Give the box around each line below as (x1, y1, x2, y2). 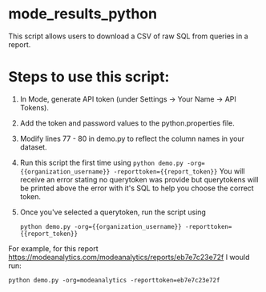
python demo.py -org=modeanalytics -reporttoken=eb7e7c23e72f (8, 276, 220, 284)
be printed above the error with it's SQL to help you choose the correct (19, 183, 254, 193)
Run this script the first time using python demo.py (19, 158, 184, 167)
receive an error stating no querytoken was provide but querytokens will (19, 174, 259, 184)
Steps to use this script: (8, 68, 170, 86)
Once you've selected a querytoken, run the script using (19, 207, 207, 217)
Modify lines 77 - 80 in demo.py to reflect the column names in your (19, 134, 245, 143)
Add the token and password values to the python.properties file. (19, 118, 235, 128)
